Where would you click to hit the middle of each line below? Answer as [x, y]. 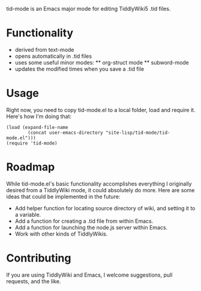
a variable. [28, 214]
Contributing [39, 258]
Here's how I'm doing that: [39, 116]
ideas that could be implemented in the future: [63, 196]
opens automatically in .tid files [53, 56]
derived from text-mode [44, 49]
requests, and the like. [34, 281]
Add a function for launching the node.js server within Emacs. [91, 227]
